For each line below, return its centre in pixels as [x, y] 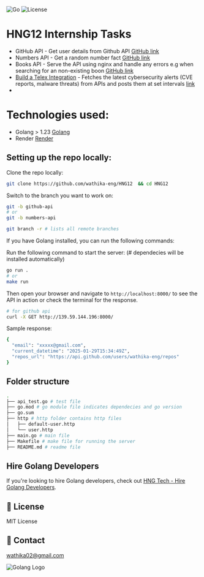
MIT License [22, 521]
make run [17, 282]
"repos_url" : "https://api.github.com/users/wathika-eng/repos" [96, 357]
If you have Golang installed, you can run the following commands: [90, 241]
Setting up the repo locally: [59, 158]
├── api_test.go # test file [43, 401]
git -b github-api [30, 206]
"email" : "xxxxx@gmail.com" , [49, 345]
